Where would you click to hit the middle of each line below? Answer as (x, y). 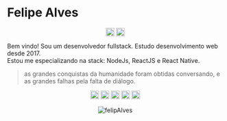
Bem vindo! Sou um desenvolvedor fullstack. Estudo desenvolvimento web (112, 46)
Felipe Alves (43, 13)
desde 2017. (24, 53)
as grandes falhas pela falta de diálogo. (80, 81)
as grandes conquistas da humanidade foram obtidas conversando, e (122, 74)
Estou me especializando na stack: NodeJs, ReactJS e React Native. (104, 61)
